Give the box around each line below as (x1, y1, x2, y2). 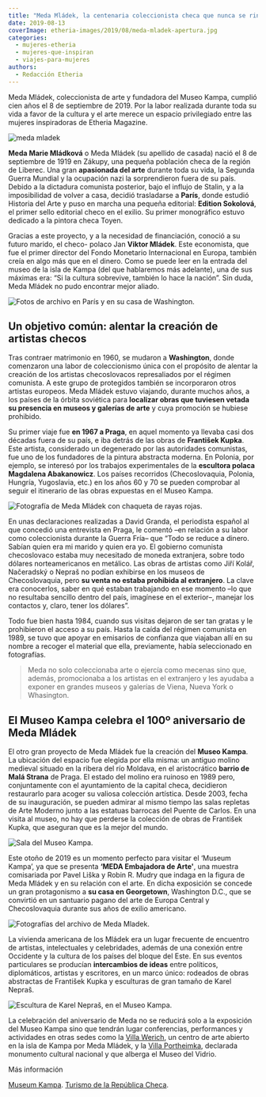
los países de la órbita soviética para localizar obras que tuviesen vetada (8, 395, 249, 405)
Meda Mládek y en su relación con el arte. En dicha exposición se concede (8, 878, 253, 888)
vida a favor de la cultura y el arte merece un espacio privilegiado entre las (8, 109, 252, 119)
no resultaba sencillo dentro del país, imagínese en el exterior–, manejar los (8, 592, 255, 602)
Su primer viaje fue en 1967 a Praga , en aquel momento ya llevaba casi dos (8, 427, 254, 436)
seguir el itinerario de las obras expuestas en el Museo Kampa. (8, 486, 214, 496)
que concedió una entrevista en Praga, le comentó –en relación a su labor (8, 525, 249, 535)
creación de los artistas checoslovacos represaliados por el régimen (8, 370, 231, 379)
